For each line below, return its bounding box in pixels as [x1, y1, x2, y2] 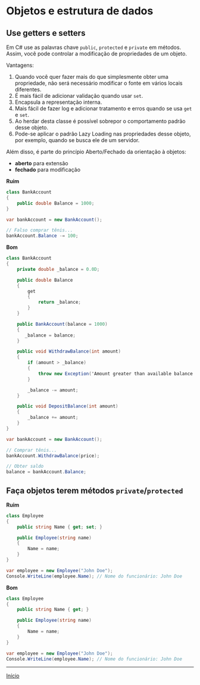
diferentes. [14, 86, 42, 93]
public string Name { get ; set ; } [17, 524, 102, 530]
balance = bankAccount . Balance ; [6, 469, 86, 475]
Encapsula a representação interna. [14, 98, 102, 106]
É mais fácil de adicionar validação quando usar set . [14, 92, 143, 99]
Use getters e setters [6, 28, 86, 38]
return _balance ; [37, 300, 82, 306]
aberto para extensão [14, 160, 68, 166]
